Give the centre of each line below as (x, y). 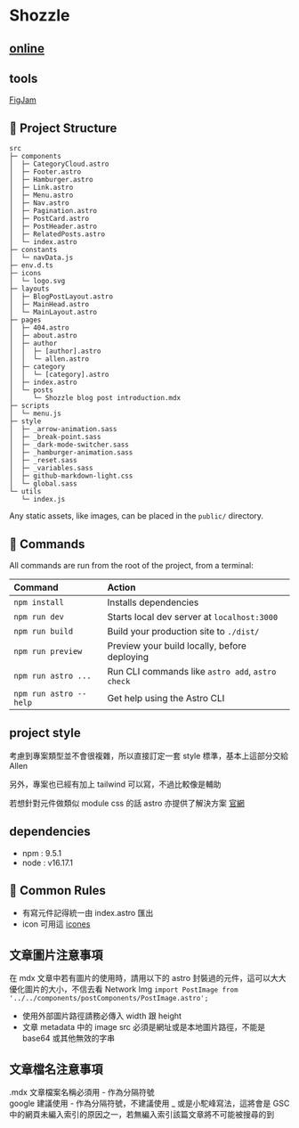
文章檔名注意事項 (56, 1069)
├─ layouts (29, 289)
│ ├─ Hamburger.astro (51, 180)
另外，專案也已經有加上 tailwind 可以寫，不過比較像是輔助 (115, 784)
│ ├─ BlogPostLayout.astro (61, 297)
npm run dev (39, 617)
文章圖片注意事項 (56, 955)
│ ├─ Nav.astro (39, 203)
